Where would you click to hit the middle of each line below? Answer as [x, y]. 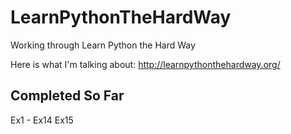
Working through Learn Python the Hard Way [103, 45]
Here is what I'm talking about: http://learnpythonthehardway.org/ [145, 64]
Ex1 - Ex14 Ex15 [42, 120]
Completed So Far [67, 96]
